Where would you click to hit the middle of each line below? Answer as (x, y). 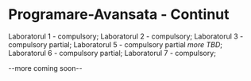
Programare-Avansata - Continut (119, 15)
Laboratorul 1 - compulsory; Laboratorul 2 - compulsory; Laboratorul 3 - (126, 36)
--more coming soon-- (45, 68)
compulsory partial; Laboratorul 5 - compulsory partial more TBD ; (116, 44)
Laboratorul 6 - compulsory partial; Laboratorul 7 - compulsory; (112, 53)
